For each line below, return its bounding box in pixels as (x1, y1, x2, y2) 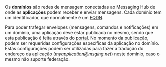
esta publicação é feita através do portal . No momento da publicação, (5, 35, 149, 41)
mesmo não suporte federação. (5, 56, 70, 62)
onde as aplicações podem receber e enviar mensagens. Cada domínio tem (5, 9, 162, 15)
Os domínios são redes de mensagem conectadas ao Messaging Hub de (5, 4, 156, 10)
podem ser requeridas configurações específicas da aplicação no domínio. (5, 40, 160, 46)
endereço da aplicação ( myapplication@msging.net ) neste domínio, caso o (5, 51, 160, 57)
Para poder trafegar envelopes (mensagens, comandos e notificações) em (5, 24, 159, 30)
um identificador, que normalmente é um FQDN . (5, 15, 104, 20)
